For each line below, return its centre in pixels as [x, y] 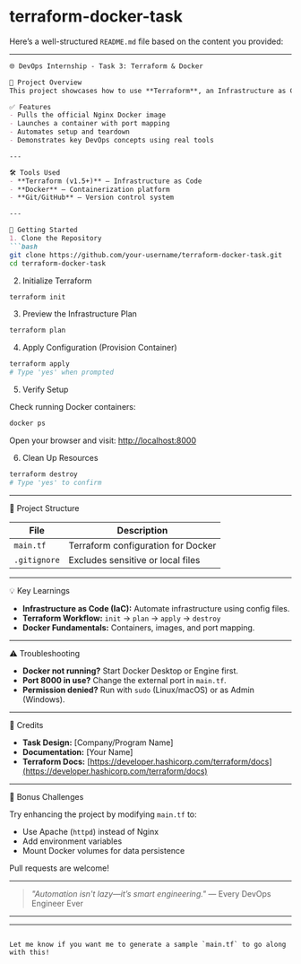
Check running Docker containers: [73, 407]
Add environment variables [72, 841]
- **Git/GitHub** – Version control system [92, 198]
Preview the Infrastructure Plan [79, 314]
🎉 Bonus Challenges [47, 796]
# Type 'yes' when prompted [62, 373]
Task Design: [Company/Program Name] [98, 743]
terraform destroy [43, 474]
